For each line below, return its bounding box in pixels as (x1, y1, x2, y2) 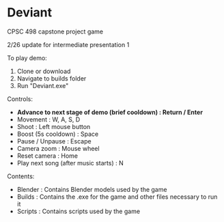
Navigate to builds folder (16, 74, 87, 83)
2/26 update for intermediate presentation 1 (7, 40, 130, 48)
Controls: (7, 94, 33, 103)
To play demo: (7, 53, 48, 62)
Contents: (7, 172, 35, 180)
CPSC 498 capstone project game (7, 27, 104, 36)
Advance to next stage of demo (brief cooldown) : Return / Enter (16, 108, 204, 116)
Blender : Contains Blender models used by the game (16, 185, 167, 193)
